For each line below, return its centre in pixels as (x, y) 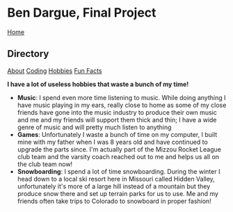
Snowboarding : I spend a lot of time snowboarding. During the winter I (119, 171)
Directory (28, 54)
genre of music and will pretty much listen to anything (94, 127)
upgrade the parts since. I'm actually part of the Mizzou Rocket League (119, 149)
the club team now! (45, 164)
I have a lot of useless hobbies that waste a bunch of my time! (98, 84)
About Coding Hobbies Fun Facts (55, 70)
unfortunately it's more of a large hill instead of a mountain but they (114, 186)
